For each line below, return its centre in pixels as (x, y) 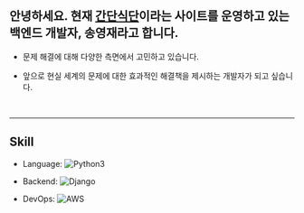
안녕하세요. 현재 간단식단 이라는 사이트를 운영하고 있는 (149, 16)
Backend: (40, 181)
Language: (43, 163)
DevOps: (39, 199)
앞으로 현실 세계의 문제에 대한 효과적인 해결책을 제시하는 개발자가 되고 (146, 76)
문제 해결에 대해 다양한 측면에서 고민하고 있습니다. (110, 56)
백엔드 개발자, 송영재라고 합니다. (94, 33)
